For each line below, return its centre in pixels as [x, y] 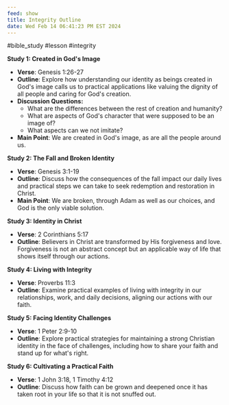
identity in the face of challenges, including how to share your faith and [117, 346]
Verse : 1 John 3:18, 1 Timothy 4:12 [65, 380]
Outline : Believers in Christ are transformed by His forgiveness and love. [119, 242]
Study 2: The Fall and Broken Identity [61, 158]
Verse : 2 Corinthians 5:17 [53, 234]
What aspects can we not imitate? [75, 130]
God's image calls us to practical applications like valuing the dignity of [117, 87]
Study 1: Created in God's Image [54, 59]
